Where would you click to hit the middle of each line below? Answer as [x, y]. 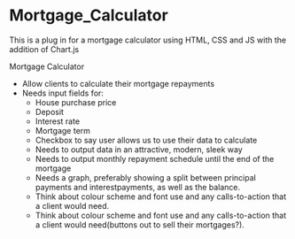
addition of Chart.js [44, 49]
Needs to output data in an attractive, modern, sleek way [139, 149]
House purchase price [76, 102]
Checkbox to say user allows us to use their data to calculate [146, 140]
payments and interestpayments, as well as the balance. [138, 187]
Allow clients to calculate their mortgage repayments [118, 83]
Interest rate [58, 121]
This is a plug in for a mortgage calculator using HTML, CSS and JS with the [147, 40]
